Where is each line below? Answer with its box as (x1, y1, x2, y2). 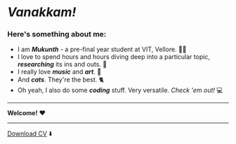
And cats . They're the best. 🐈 (17, 75, 104, 84)
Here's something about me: (7, 30, 107, 39)
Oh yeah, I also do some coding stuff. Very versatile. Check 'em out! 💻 (17, 86, 223, 95)
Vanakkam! (7, 4, 77, 20)
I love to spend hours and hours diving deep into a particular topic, (17, 53, 211, 61)
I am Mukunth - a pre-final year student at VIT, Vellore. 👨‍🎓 (17, 45, 188, 53)
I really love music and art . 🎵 (17, 67, 102, 76)
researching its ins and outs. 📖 (17, 60, 107, 69)
